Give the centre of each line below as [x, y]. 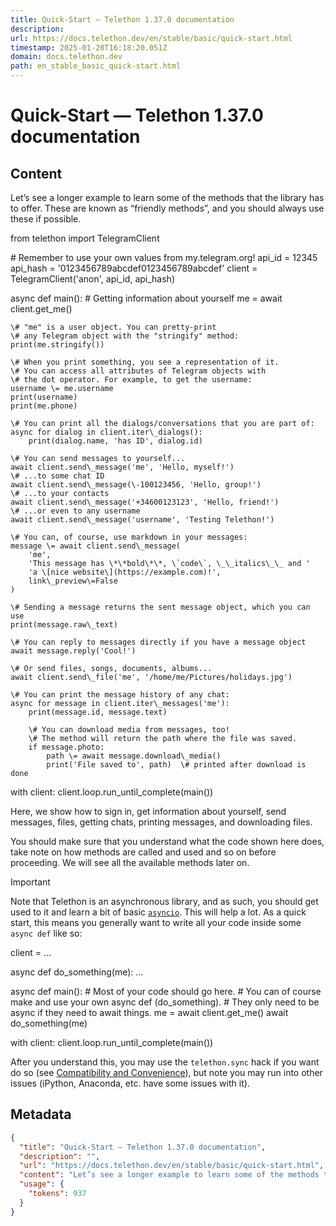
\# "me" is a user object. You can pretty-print [113, 327]
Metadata [41, 1114]
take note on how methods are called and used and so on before [143, 852]
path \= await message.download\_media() [134, 756]
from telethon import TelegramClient [85, 238]
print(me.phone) [44, 406]
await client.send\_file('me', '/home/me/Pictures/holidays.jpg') [151, 677]
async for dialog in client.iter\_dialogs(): [106, 432]
